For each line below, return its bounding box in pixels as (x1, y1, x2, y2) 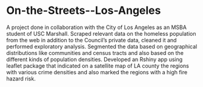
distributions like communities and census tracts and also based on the (6, 49, 184, 56)
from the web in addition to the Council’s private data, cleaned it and (6, 36, 177, 43)
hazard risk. (6, 75, 36, 82)
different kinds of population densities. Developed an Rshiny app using (6, 56, 183, 63)
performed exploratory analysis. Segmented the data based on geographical (6, 43, 198, 50)
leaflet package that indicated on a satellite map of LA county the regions (6, 62, 190, 69)
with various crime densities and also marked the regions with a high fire (6, 68, 188, 76)
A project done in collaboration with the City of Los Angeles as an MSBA (6, 24, 187, 31)
